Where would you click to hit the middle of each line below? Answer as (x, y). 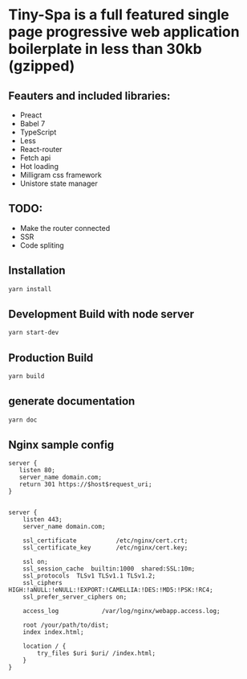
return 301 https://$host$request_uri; (85, 484)
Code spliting (42, 245)
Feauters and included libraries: (89, 95)
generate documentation (72, 401)
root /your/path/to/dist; (66, 625)
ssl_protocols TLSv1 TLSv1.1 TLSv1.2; (89, 576)
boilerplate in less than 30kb (105, 49)
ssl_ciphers (43, 583)
